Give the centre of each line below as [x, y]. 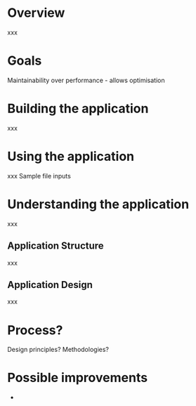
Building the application [78, 109]
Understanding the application [98, 204]
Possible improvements [78, 378]
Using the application [71, 157]
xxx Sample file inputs [39, 176]
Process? [35, 330]
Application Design [50, 285]
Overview [36, 13]
